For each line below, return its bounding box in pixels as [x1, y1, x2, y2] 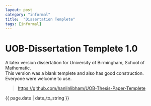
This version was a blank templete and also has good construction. [5, 70, 144, 76]
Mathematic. [5, 65, 31, 71]
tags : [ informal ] [5, 21, 42, 27]
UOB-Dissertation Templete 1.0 [5, 43, 138, 54]
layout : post [5, 7, 33, 13]
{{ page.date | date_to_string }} [5, 95, 69, 101]
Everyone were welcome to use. [5, 76, 72, 82]
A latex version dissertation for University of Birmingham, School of [5, 60, 145, 66]
